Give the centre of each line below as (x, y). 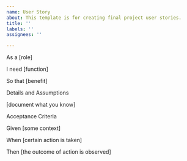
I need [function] (28, 69)
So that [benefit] (27, 81)
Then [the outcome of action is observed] (59, 152)
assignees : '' (24, 35)
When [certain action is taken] (44, 140)
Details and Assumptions (38, 93)
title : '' (19, 23)
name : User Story (28, 12)
